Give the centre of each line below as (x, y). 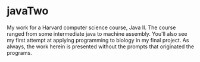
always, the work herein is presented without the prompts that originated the (101, 46)
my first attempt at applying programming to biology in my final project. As (98, 40)
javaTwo (28, 11)
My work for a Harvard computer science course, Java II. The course (91, 27)
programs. (19, 52)
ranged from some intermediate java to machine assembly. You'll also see (97, 33)
